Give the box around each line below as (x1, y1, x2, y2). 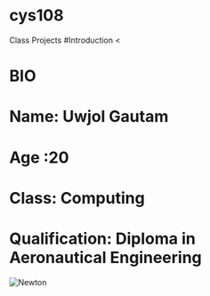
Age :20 (9, 148, 69, 167)
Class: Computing (9, 188, 145, 208)
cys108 (9, 5, 64, 26)
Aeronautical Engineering (9, 247, 202, 268)
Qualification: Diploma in (9, 228, 196, 249)
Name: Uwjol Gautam (9, 107, 169, 127)
